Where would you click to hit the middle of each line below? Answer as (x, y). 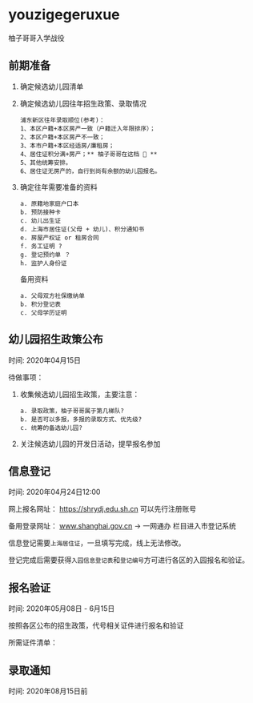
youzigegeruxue (64, 15)
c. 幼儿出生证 (40, 221)
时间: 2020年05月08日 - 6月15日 (62, 609)
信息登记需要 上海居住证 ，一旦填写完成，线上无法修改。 (97, 543)
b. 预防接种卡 (40, 212)
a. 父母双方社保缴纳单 (52, 295)
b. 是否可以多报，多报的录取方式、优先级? (81, 419)
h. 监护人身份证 (43, 263)
